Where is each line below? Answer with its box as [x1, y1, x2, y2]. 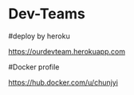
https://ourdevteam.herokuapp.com [8, 46, 126, 56]
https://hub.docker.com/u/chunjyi [8, 77, 118, 87]
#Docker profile [8, 61, 60, 72]
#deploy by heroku [8, 31, 70, 41]
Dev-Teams [8, 5, 85, 23]
